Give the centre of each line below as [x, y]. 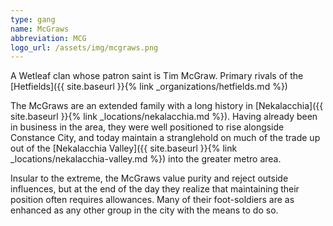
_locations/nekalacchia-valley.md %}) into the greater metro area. [146, 159]
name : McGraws [40, 29]
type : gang [33, 19]
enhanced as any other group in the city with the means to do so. [144, 210]
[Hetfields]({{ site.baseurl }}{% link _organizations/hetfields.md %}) [149, 87]
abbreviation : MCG [48, 38]
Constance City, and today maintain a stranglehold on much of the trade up [165, 138]
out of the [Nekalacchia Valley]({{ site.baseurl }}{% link [124, 148]
